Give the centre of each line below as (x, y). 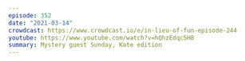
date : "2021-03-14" (41, 23)
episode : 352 (30, 15)
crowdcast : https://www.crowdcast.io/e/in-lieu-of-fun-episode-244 (123, 30)
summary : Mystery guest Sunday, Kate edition (85, 45)
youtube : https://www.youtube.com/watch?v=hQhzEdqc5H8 (101, 38)
